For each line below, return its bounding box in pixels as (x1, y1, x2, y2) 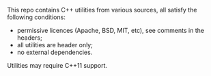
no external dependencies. (16, 48, 93, 56)
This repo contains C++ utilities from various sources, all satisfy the (7, 6, 197, 14)
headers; (16, 34, 42, 42)
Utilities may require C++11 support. (7, 62, 108, 69)
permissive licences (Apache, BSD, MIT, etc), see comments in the (16, 27, 205, 34)
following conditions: (7, 13, 66, 21)
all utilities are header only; (16, 41, 94, 49)
